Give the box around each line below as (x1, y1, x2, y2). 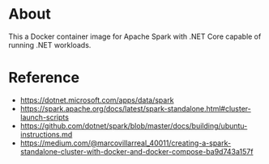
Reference (8, 69, 79, 87)
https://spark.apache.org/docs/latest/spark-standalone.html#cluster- (19, 103, 251, 113)
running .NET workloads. (8, 40, 92, 49)
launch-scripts (19, 112, 69, 122)
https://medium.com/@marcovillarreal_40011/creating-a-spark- (19, 138, 232, 148)
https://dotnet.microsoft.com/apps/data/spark (19, 95, 174, 105)
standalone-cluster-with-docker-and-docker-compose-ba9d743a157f (19, 146, 254, 156)
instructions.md (19, 129, 73, 139)
